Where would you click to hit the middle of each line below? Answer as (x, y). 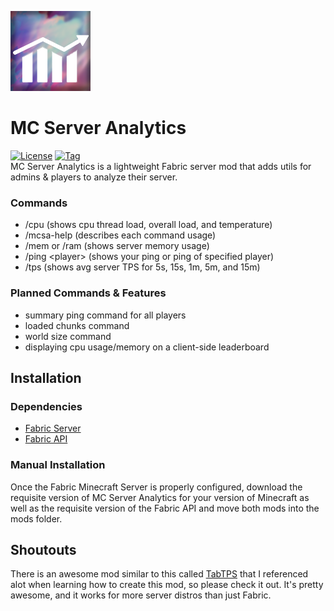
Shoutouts (43, 549)
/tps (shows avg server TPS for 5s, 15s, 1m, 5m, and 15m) (142, 267)
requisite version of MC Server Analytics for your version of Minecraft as (160, 497)
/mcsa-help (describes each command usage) (120, 235)
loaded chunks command (77, 325)
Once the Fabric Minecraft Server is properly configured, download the (156, 487)
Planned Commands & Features (88, 293)
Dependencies (46, 406)
